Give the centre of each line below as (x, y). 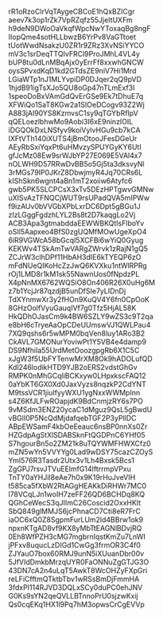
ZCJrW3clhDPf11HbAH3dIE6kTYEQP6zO (75, 257)
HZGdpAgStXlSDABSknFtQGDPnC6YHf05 (77, 435)
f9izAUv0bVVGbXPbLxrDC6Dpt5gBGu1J (74, 206)
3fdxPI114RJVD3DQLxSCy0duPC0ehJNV (76, 588)
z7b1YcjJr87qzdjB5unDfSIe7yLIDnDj (67, 291)
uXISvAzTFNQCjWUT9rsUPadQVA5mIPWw (79, 198)
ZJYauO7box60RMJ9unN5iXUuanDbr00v (76, 554)
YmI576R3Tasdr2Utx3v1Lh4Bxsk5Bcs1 (72, 460)
